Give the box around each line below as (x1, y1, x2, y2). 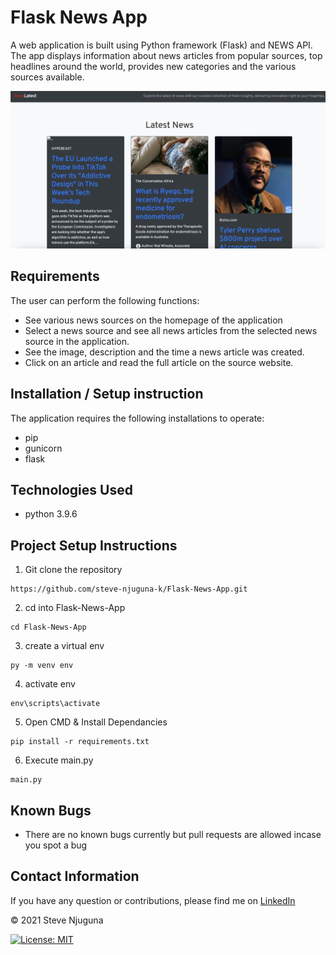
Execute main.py (24, 754, 94, 766)
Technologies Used (10, 481, 133, 498)
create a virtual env (24, 640, 105, 652)
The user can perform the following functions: (10, 294, 200, 306)
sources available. (10, 71, 85, 83)
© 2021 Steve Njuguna (10, 914, 104, 926)
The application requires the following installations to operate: (10, 412, 265, 424)
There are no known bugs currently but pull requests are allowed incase (24, 829, 322, 840)
